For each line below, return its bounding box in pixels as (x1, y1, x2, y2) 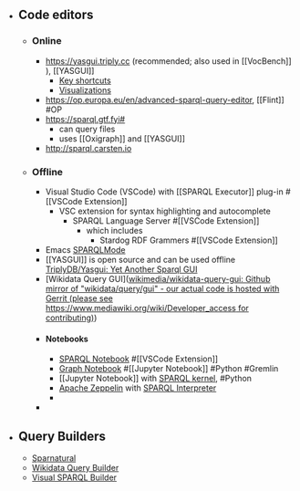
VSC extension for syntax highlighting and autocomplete (58, 205, 271, 216)
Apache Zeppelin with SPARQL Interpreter (58, 382, 217, 393)
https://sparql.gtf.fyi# (45, 113, 126, 124)
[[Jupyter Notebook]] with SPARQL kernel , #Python (58, 373, 253, 384)
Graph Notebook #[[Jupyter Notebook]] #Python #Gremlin (58, 363, 279, 374)
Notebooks (45, 333, 88, 344)
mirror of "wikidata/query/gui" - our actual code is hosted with (45, 283, 280, 294)
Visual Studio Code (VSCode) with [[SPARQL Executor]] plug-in (45, 186, 284, 197)
